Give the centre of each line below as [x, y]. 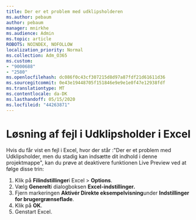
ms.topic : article [29, 39]
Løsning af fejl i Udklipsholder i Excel [98, 134]
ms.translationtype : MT [36, 88]
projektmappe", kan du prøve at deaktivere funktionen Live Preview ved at [96, 163]
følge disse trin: [25, 169]
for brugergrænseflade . [44, 199]
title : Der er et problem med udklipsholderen [65, 12]
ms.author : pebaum [29, 17]
